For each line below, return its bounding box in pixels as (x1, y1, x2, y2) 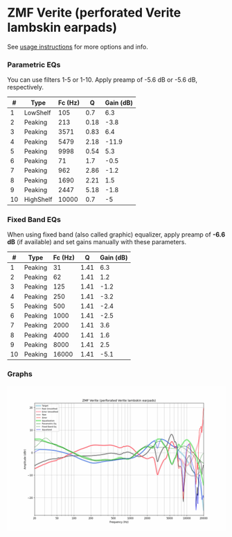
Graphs (7, 369, 33, 379)
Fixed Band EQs (7, 214, 61, 224)
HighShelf (24, 196, 53, 204)
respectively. (7, 83, 44, 92)
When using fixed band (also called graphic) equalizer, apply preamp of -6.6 (7, 230, 226, 239)
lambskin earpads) (7, 19, 118, 35)
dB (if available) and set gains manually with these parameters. (7, 238, 187, 246)
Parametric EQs (7, 60, 61, 69)
